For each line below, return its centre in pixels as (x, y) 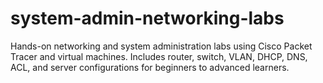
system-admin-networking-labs (147, 18)
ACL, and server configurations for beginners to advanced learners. (150, 67)
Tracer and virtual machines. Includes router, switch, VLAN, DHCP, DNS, (159, 56)
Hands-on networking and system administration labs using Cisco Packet (161, 46)
